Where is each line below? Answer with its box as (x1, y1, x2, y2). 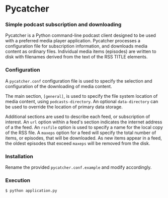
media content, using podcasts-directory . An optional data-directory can (5, 98, 158, 104)
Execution (5, 177, 31, 184)
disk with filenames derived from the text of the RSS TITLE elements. (5, 54, 148, 60)
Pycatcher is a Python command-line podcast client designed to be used (5, 32, 156, 38)
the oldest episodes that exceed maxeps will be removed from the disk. (5, 140, 150, 146)
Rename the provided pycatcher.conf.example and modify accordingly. (5, 164, 152, 170)
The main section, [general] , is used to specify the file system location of (5, 93, 158, 99)
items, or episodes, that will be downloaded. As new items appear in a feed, (5, 135, 162, 141)
